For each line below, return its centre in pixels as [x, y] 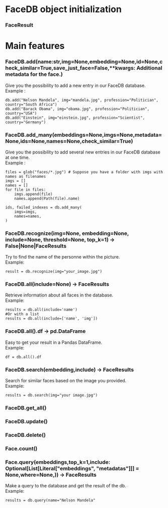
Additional [149, 68]
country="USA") [21, 113]
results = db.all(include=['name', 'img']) [52, 319]
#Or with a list [22, 314]
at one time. [18, 157]
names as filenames [26, 176]
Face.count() [21, 448]
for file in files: [26, 190]
